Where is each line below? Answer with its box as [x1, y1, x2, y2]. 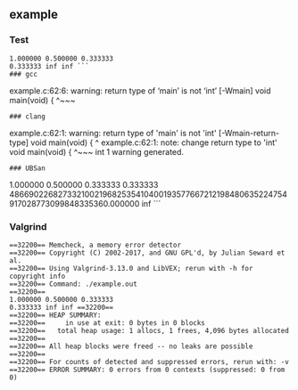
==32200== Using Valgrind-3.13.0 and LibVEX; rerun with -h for [9, 264, 253, 272]
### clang [9, 111, 46, 121]
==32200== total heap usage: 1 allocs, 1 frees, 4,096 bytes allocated [9, 326, 290, 335]
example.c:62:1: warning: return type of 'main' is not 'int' [9, 127, 217, 138]
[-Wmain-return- [218, 127, 279, 138]
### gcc [9, 69, 38, 78]
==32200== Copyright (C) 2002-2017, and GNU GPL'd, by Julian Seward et [9, 248, 286, 257]
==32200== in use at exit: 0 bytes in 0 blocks [9, 318, 205, 328]
